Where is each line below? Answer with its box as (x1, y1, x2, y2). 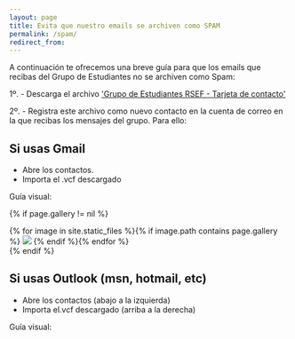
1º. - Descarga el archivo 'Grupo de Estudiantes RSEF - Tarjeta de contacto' (9, 89, 286, 99)
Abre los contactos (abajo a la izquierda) (21, 295, 171, 305)
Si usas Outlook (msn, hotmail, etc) (9, 272, 207, 287)
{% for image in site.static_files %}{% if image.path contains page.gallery (9, 225, 278, 236)
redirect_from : (9, 37, 66, 47)
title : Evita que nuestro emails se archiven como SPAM (9, 21, 220, 30)
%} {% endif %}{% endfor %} (9, 236, 130, 247)
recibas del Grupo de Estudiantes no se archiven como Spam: (9, 72, 235, 83)
